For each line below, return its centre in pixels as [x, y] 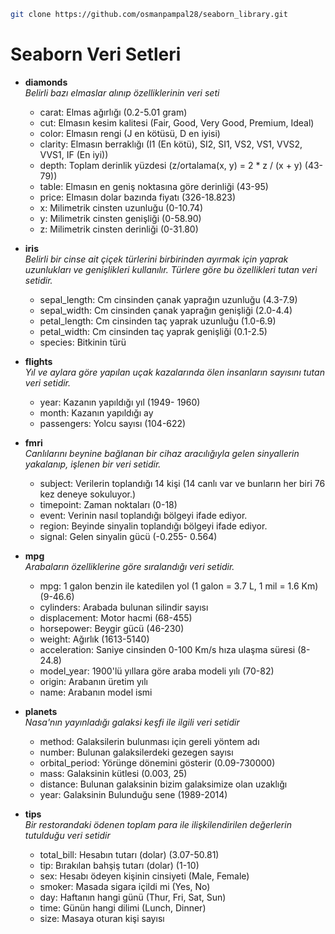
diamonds [46, 82]
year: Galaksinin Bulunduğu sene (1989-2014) [133, 794]
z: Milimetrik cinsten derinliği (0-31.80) [119, 229]
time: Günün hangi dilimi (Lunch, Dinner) [123, 907]
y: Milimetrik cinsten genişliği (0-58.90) [120, 218]
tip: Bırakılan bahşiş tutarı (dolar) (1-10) [119, 865]
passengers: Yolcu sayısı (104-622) [113, 423]
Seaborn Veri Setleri [96, 54]
